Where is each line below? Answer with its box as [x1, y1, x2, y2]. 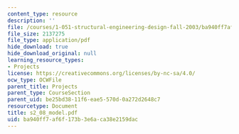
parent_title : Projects [7, 83, 78, 90]
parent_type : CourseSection [7, 89, 91, 96]
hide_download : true [7, 43, 69, 50]
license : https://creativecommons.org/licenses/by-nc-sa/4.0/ [7, 69, 196, 77]
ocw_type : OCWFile [7, 76, 62, 84]
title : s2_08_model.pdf [7, 109, 78, 116]
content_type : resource [7, 10, 78, 18]
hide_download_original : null [7, 50, 97, 57]
